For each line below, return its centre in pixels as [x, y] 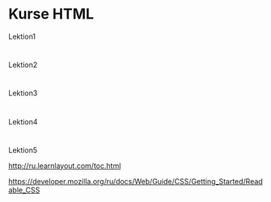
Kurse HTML [51, 14]
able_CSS [24, 190]
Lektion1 [22, 36]
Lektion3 [23, 93]
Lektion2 [23, 65]
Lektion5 [23, 149]
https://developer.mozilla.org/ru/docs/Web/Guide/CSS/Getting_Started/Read [135, 181]
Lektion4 [23, 121]
